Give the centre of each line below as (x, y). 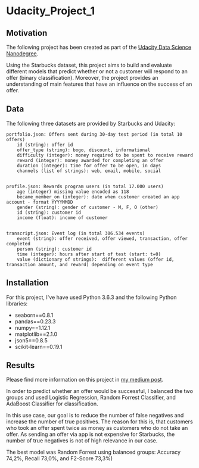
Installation (27, 283)
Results (21, 365)
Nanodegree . (22, 54)
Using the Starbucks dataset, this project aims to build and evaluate (89, 65)
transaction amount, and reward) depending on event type (80, 264)
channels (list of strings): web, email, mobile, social (89, 171)
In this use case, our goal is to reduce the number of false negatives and (95, 416)
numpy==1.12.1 (32, 327)
